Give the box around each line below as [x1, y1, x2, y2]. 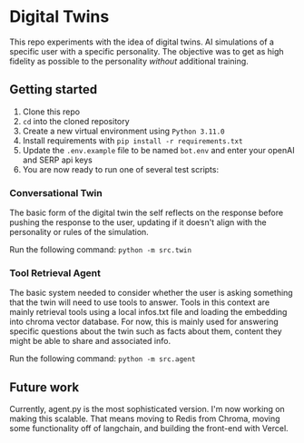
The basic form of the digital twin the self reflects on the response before [9, 207, 284, 219]
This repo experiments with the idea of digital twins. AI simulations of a [9, 36, 275, 47]
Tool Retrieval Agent [9, 266, 102, 279]
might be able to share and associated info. [9, 336, 171, 347]
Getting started [9, 82, 98, 97]
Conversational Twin [9, 186, 103, 199]
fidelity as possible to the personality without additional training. [9, 55, 250, 66]
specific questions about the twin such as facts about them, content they [9, 326, 283, 337]
